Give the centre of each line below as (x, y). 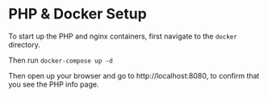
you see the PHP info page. (54, 84)
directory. (24, 44)
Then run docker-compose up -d (61, 60)
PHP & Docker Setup (77, 14)
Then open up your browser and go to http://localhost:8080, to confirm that (134, 75)
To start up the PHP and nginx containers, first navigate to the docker (123, 36)
